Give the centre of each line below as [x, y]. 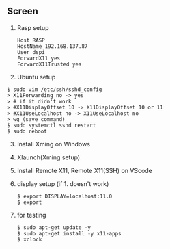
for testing [31, 215]
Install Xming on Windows [54, 144]
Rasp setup [33, 27]
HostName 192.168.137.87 [52, 46]
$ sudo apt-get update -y [54, 227]
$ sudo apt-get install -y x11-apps [69, 233]
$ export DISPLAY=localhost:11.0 [65, 196]
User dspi [31, 52]
